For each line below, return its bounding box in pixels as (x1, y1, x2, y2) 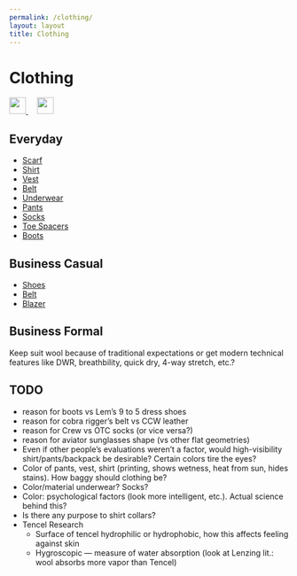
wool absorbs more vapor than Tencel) (35, 557, 177, 567)
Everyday (9, 131, 64, 146)
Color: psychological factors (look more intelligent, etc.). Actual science (21, 491, 284, 502)
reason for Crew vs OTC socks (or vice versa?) (21, 424, 193, 435)
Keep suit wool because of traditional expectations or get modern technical (9, 347, 284, 358)
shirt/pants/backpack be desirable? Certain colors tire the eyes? (21, 453, 257, 463)
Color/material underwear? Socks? (21, 481, 149, 492)
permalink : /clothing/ (9, 12, 93, 22)
